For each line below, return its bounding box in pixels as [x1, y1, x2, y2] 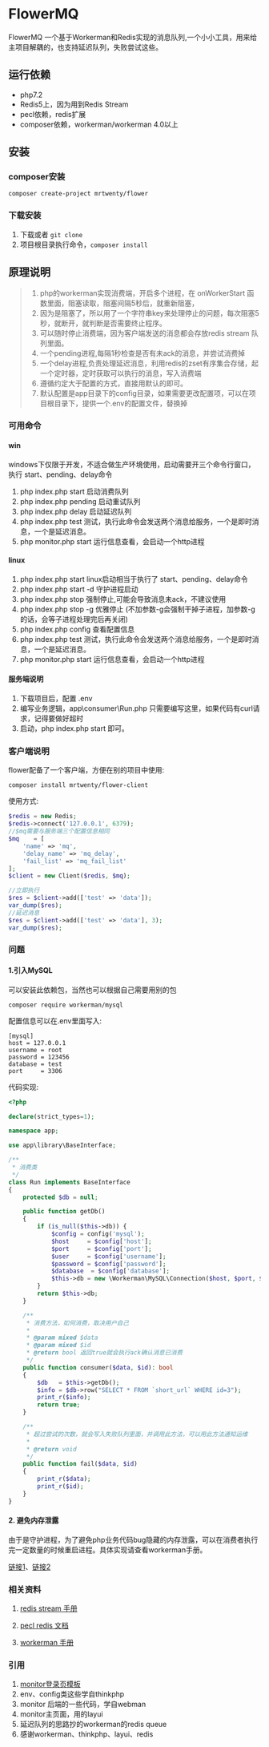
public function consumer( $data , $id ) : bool [22, 1363, 174, 1371]
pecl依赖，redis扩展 [19, 109, 86, 119]
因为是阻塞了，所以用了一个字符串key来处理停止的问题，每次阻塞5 [39, 308, 260, 317]
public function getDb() [22, 1208, 106, 1216]
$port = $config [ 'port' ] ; [50, 1245, 152, 1253]
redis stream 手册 [19, 1604, 78, 1613]
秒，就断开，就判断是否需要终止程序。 [39, 318, 167, 328]
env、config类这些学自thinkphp [19, 1689, 125, 1699]
